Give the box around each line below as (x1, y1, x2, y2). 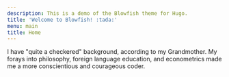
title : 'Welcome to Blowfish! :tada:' (7, 16, 118, 23)
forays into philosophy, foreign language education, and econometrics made (7, 55, 222, 63)
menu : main (7, 22, 38, 29)
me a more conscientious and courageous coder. (7, 62, 146, 70)
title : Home (7, 29, 41, 36)
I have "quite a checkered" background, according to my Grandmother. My (7, 48, 217, 56)
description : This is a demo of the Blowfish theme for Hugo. (7, 10, 188, 17)
